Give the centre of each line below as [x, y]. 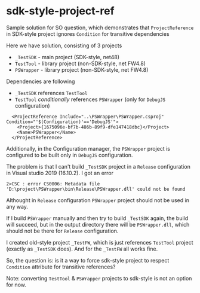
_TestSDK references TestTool [51, 93]
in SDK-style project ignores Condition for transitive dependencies [88, 33]
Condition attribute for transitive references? [61, 267]
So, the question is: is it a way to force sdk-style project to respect [88, 260]
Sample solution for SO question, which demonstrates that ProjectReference [100, 28]
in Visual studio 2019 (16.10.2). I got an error [60, 173]
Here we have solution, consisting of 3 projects [64, 45]
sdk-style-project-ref [60, 11]
